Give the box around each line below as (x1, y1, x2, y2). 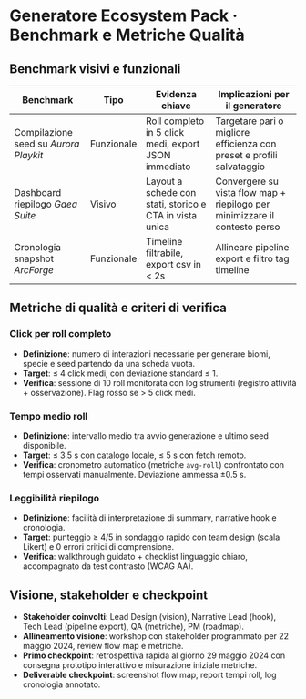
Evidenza (155, 88, 198, 100)
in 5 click (145, 127, 185, 138)
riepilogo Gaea (14, 198, 78, 210)
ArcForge (14, 264, 55, 276)
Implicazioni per (218, 88, 290, 100)
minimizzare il (215, 209, 275, 221)
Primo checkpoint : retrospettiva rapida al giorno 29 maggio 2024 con (22, 650, 285, 661)
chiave (160, 99, 191, 112)
